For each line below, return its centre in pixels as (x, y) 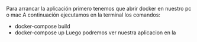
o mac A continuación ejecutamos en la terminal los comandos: (83, 15)
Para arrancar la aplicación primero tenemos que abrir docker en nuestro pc (99, 9)
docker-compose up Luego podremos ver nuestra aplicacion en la (95, 33)
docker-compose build (42, 26)
